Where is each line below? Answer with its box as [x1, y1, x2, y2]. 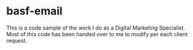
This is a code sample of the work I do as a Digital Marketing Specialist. [6, 24, 186, 31]
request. [6, 37, 27, 44]
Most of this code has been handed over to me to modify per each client [6, 30, 188, 37]
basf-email [6, 4, 63, 18]
